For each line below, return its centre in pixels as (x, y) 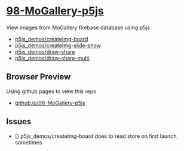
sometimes (28, 142)
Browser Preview (39, 77)
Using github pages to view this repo (51, 91)
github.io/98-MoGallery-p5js (50, 103)
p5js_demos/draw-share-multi (52, 58)
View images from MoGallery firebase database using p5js (78, 27)
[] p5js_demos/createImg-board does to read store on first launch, (96, 136)
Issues (19, 121)
